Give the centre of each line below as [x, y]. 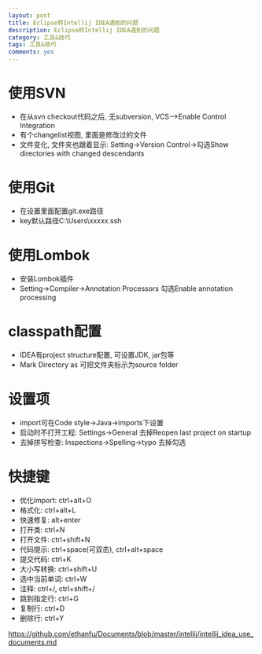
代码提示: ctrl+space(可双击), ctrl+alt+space [91, 549]
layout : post [30, 15]
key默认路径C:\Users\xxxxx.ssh [70, 220]
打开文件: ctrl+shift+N [55, 539]
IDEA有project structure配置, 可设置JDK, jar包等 [97, 355]
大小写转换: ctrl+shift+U [58, 569]
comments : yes [31, 52]
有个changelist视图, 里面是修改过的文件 [83, 134]
